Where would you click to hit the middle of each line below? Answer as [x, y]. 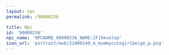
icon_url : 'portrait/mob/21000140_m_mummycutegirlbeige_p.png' [85, 43]
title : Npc [19, 27]
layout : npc [21, 11]
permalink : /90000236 [33, 17]
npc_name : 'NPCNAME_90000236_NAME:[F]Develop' [64, 38]
